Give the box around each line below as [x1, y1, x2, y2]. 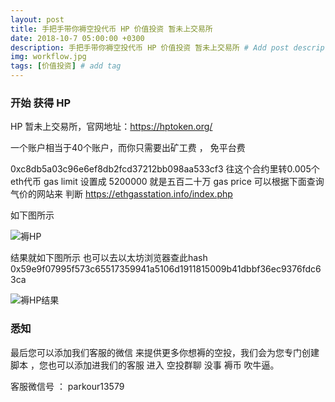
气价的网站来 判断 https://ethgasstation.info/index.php [10, 188, 233, 200]
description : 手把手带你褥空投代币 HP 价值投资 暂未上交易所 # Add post [10, 42, 290, 53]
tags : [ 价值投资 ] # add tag [10, 61, 122, 71]
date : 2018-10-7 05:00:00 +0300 [10, 33, 145, 43]
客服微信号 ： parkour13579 [10, 380, 125, 392]
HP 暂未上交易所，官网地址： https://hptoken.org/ [10, 121, 213, 133]
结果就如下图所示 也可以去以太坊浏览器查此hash [10, 252, 208, 264]
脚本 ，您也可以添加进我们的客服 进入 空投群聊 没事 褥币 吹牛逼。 [10, 359, 280, 371]
